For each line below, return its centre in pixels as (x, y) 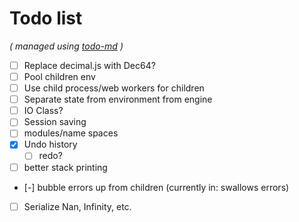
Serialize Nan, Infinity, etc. (77, 206)
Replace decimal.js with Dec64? (89, 65)
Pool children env (59, 76)
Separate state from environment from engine (118, 99)
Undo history (50, 144)
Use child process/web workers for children (114, 88)
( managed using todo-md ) (66, 46)
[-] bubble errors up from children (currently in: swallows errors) (156, 187)
